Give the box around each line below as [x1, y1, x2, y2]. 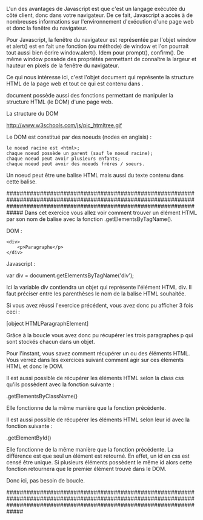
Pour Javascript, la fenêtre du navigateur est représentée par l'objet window [6, 36, 197, 43]
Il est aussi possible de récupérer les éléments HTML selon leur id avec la [6, 416, 190, 423]
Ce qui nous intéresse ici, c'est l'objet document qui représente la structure [6, 74, 194, 81]
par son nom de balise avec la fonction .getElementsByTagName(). [6, 216, 173, 223]
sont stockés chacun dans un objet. [6, 338, 95, 345]
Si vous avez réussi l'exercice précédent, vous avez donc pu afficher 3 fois [6, 302, 193, 309]
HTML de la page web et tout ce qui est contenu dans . [6, 80, 144, 87]
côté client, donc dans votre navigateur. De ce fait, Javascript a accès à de [6, 12, 193, 19]
